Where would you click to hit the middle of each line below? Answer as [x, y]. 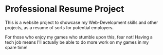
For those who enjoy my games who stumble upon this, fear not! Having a [79, 37]
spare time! [16, 47]
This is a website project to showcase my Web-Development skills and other [81, 22]
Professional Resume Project [65, 9]
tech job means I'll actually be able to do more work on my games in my [77, 42]
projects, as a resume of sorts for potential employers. [59, 27]
